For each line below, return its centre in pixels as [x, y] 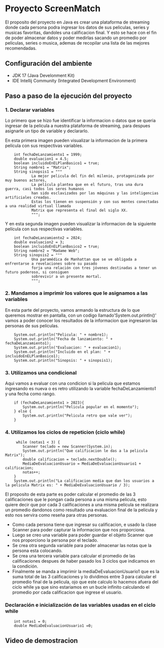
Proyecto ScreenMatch [53, 9]
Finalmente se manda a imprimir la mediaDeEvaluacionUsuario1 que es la [86, 572]
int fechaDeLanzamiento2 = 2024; [48, 238]
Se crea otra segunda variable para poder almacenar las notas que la [82, 546]
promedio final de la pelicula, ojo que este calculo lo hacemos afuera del [85, 582]
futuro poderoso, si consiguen [37, 273]
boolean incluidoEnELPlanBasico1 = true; [57, 163]
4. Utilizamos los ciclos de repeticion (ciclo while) [65, 432]
